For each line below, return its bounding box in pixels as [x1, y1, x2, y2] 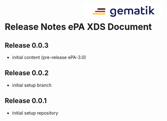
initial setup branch [12, 82, 52, 88]
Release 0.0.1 [5, 96, 47, 105]
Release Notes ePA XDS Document [5, 21, 152, 32]
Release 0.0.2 [5, 69, 49, 77]
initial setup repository [12, 109, 59, 116]
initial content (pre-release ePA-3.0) [12, 54, 86, 60]
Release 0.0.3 [5, 41, 49, 49]
